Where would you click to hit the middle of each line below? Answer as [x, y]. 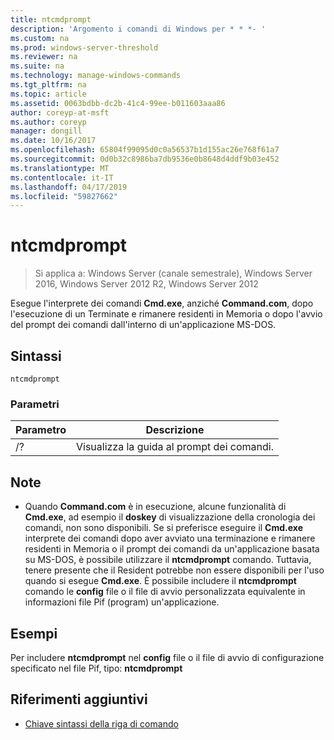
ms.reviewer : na [44, 57]
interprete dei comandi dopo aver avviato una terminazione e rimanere [170, 538]
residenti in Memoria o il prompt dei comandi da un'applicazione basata [172, 549]
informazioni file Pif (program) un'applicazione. [122, 602]
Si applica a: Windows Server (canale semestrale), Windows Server [173, 273]
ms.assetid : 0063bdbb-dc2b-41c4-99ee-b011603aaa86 [118, 103]
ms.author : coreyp [48, 122]
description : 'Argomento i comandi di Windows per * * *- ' [138, 29]
